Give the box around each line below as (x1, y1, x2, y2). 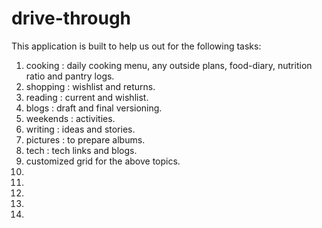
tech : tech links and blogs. (25, 144, 138, 156)
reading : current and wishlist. (25, 91, 149, 103)
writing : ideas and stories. (25, 123, 136, 135)
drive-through (11, 7, 132, 30)
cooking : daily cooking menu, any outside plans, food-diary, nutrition (25, 59, 313, 71)
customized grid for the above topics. (25, 155, 181, 167)
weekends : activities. (25, 112, 116, 124)
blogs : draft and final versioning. (25, 102, 163, 114)
